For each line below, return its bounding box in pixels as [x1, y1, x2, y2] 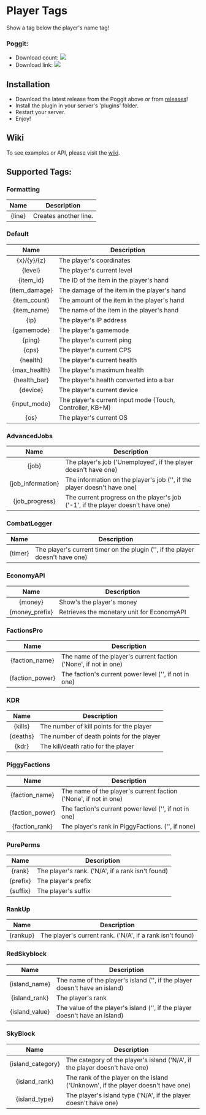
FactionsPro [6, 626, 44, 635]
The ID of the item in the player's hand [59, 276, 169, 284]
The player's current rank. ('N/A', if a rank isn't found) [40, 931, 194, 939]
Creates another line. [32, 211, 93, 220]
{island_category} [9, 1059, 60, 1068]
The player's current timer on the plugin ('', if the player [34, 546, 194, 554]
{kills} [13, 722, 30, 731]
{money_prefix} [9, 608, 53, 616]
